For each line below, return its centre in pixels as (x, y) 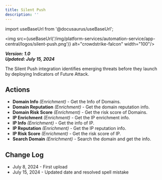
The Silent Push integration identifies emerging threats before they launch (81, 69)
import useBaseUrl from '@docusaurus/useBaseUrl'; (59, 29)
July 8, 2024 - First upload (40, 167)
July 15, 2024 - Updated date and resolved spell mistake (70, 172)
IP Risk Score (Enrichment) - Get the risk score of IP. (67, 134)
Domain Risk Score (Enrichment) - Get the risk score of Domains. (80, 112)
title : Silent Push (25, 10)
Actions (17, 89)
